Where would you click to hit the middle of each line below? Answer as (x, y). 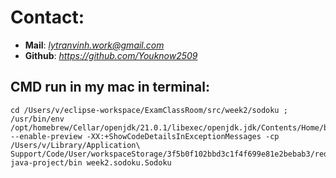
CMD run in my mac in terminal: (110, 87)
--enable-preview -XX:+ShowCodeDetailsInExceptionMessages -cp (145, 136)
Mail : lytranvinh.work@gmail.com (94, 45)
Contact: (47, 17)
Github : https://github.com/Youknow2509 (111, 55)
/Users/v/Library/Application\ (75, 145)
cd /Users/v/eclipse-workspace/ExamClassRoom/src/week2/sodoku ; (149, 110)
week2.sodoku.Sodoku (129, 162)
